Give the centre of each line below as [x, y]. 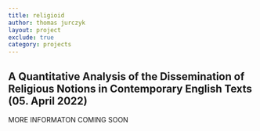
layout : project [34, 30]
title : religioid [36, 15]
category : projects [40, 45]
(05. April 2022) [48, 101]
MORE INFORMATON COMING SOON [69, 119]
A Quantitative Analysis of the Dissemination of [126, 76]
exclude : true [31, 37]
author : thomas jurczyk [47, 23]
